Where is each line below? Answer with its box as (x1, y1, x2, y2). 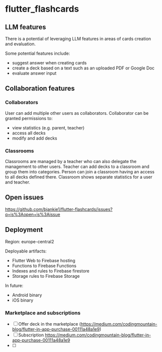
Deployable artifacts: (5, 248, 47, 254)
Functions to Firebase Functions (12, 263, 77, 269)
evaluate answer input (12, 70, 57, 76)
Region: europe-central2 (5, 238, 54, 245)
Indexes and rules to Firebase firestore (12, 268, 90, 274)
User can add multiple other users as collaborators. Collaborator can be (5, 110, 149, 116)
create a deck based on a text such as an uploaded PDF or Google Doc (12, 65, 155, 71)
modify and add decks (12, 135, 57, 141)
